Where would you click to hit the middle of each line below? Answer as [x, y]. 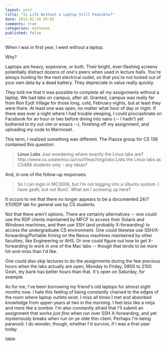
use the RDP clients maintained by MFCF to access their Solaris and [75, 219]
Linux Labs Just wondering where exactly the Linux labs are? [80, 154]
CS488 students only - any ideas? [52, 165]
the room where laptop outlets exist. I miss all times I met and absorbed [79, 297]
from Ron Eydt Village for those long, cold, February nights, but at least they [83, 103]
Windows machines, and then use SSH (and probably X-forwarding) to [78, 225]
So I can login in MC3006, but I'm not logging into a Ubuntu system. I [88, 184]
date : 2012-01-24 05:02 [30, 19]
